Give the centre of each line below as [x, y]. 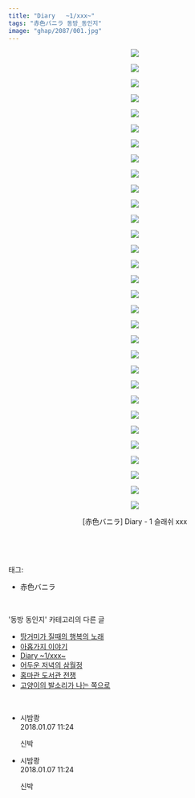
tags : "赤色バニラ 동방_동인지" [55, 23]
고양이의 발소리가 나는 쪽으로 [65, 685]
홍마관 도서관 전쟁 [48, 675]
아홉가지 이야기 [44, 647]
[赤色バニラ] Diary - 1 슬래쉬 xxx [135, 522]
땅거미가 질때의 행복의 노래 [62, 636]
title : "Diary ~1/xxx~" [51, 16]
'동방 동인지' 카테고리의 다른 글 [57, 620]
